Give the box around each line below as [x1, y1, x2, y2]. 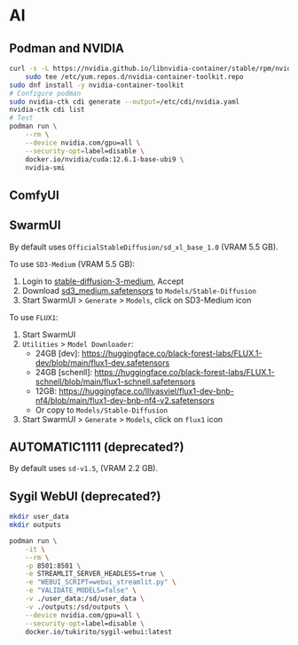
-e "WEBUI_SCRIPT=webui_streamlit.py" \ [25, 578, 176, 586]
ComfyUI [9, 187, 59, 202]
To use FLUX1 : [9, 311, 59, 322]
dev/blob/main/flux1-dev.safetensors [35, 357, 170, 368]
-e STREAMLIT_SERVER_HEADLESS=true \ [25, 570, 165, 578]
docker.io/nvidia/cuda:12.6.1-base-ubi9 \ [25, 154, 184, 164]
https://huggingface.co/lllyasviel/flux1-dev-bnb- [59, 385, 235, 396]
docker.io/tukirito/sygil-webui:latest [25, 627, 173, 636]
